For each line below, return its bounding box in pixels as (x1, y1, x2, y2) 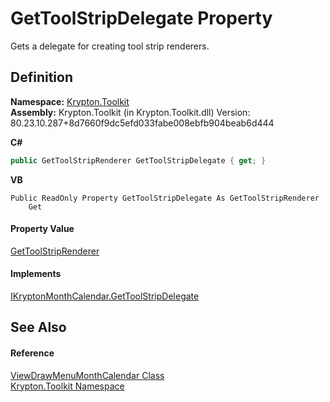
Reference (10, 347, 55, 359)
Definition (10, 69, 73, 86)
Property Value (10, 223, 75, 235)
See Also (10, 319, 67, 336)
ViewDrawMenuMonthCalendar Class (10, 369, 165, 381)
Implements (10, 268, 62, 280)
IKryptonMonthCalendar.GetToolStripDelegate (10, 290, 200, 302)
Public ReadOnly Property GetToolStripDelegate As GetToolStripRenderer (10, 193, 320, 203)
